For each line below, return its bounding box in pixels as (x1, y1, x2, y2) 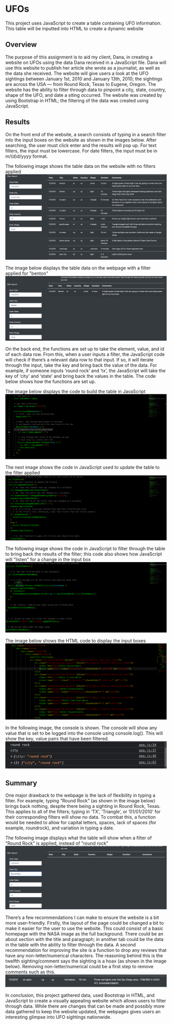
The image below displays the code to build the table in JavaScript (5, 389, 146, 395)
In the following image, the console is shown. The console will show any (5, 724, 157, 731)
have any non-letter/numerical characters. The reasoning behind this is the (5, 953, 163, 959)
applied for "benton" (5, 270, 49, 276)
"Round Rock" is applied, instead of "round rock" (5, 840, 109, 846)
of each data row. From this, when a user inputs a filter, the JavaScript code (5, 351, 165, 357)
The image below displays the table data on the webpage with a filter (5, 265, 151, 271)
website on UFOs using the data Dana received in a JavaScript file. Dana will (5, 59, 166, 66)
